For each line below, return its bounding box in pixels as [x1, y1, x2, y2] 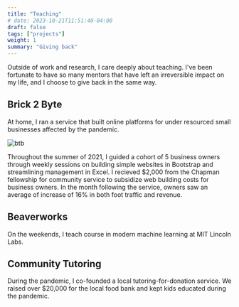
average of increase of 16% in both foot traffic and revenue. [7, 190, 183, 199]
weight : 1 [7, 37, 37, 44]
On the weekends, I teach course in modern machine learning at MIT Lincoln [7, 230, 231, 238]
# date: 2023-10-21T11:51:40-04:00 [7, 17, 113, 24]
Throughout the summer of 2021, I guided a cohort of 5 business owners [7, 152, 221, 161]
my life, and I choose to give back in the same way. [7, 78, 157, 86]
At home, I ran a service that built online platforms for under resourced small [7, 117, 231, 126]
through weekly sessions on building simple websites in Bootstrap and [7, 160, 213, 168]
